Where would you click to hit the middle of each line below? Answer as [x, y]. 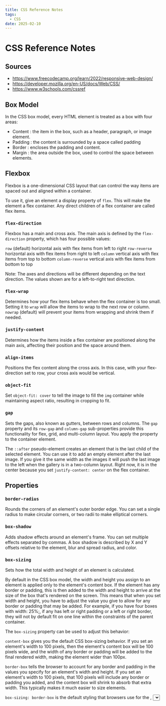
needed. [14, 317]
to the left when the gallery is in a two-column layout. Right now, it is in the [81, 464]
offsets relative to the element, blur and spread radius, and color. [71, 547]
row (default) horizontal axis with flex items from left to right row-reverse [79, 249]
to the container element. [31, 439]
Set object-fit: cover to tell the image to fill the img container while [75, 395]
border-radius [22, 499]
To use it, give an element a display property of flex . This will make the [78, 200]
